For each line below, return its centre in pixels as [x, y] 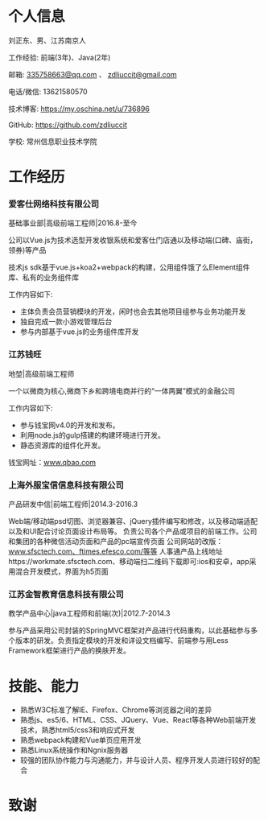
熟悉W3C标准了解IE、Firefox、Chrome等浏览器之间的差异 [116, 710]
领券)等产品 [27, 250]
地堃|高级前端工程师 [41, 373]
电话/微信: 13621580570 [48, 91]
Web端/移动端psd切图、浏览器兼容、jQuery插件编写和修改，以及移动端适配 [133, 521]
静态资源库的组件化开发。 [62, 445]
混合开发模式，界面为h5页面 [62, 571]
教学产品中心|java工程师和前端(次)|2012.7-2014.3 [89, 613]
